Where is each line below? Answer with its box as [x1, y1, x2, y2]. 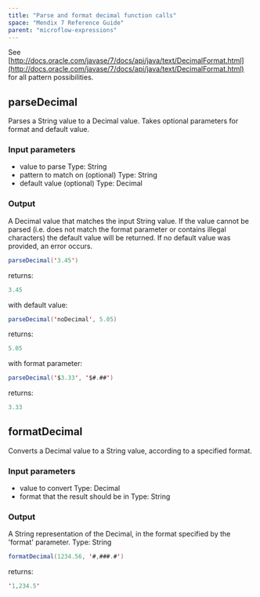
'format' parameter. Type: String [8, 537, 112, 547]
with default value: [8, 300, 68, 309]
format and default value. [8, 125, 90, 134]
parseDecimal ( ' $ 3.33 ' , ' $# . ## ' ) [8, 374, 114, 382]
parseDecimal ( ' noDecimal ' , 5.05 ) [8, 315, 117, 323]
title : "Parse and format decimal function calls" [8, 11, 177, 20]
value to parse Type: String [19, 162, 107, 171]
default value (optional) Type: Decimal [19, 178, 143, 189]
